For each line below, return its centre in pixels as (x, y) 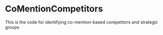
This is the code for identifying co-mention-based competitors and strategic (82, 22)
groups (12, 27)
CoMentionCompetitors (54, 9)
